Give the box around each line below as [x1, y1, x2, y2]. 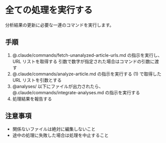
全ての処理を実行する [5, 4, 93, 16]
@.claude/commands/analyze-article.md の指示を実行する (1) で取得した [12, 71, 162, 77]
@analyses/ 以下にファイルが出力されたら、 [12, 83, 104, 89]
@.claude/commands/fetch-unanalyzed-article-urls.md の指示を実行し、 [12, 52, 163, 58]
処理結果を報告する [12, 96, 52, 102]
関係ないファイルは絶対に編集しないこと [12, 126, 96, 132]
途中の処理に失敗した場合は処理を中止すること [12, 132, 109, 138]
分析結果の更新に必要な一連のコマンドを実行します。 [5, 22, 114, 28]
